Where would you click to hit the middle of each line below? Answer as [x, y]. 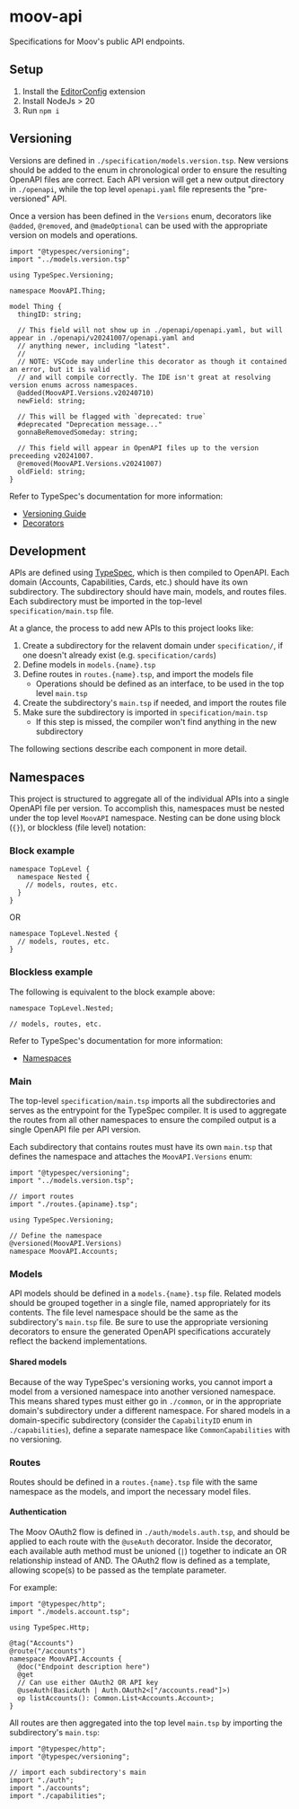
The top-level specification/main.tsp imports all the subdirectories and [142, 1101]
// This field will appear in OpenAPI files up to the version [138, 448]
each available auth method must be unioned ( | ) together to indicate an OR [148, 1551]
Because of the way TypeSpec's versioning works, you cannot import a [141, 1381]
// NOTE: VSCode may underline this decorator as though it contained [152, 361]
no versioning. [36, 1439]
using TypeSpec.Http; [50, 1628]
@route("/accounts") [48, 1651]
